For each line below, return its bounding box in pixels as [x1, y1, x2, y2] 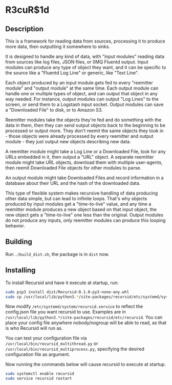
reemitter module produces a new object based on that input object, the [5, 206, 157, 212]
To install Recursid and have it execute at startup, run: [5, 280, 119, 286]
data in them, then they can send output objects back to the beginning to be [5, 122, 165, 128]
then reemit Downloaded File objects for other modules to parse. [5, 165, 142, 170]
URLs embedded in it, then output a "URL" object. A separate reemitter [5, 154, 154, 160]
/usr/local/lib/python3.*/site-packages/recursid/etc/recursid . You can [5, 314, 163, 320]
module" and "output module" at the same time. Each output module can [5, 85, 159, 91]
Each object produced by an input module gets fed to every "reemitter [5, 80, 153, 85]
